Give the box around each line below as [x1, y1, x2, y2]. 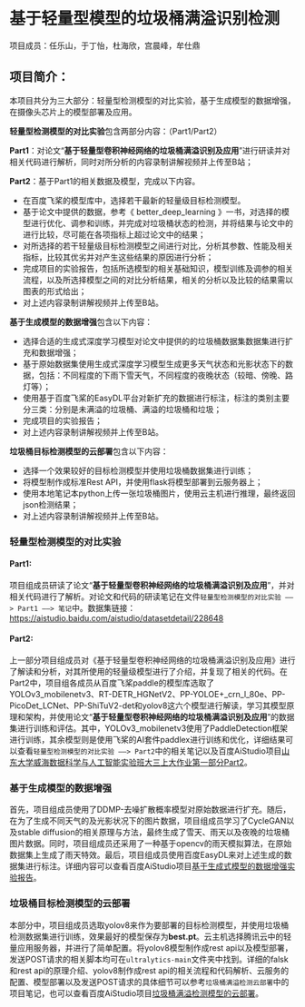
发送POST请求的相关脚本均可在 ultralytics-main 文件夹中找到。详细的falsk [9, 953, 289, 964]
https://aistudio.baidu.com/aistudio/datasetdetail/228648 [9, 612, 224, 623]
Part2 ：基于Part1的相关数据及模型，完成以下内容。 [9, 175, 201, 186]
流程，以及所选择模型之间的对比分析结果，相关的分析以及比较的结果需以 [22, 274, 293, 285]
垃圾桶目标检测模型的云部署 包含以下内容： [9, 446, 169, 457]
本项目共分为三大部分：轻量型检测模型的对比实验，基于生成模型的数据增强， [9, 94, 296, 105]
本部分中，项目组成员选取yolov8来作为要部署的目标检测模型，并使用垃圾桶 [9, 919, 290, 931]
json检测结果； [22, 499, 79, 509]
